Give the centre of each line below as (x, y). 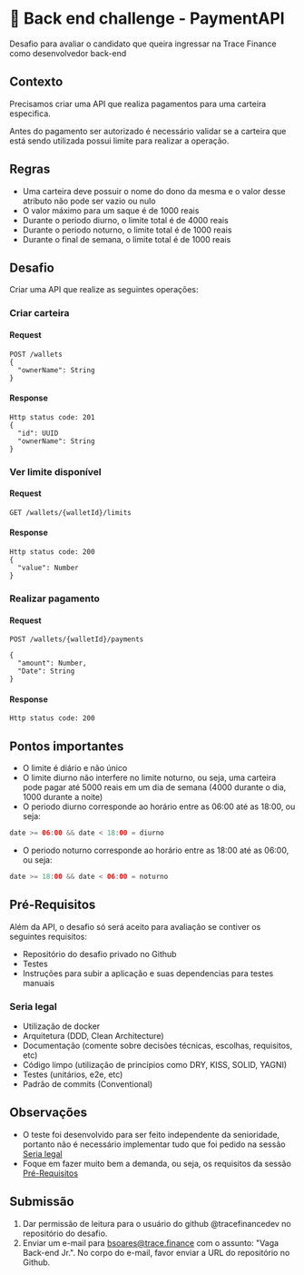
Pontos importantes (67, 746)
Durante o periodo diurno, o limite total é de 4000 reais (125, 220)
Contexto (36, 82)
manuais (39, 983)
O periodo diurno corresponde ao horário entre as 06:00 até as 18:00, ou (159, 806)
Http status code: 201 (52, 417)
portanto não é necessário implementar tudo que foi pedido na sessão (154, 1144)
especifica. (30, 114)
